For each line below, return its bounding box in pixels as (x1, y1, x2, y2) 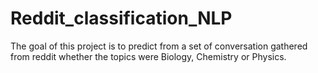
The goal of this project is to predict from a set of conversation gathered (10, 40, 308, 52)
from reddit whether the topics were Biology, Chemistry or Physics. (10, 50, 287, 62)
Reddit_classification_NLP (10, 7, 233, 30)
